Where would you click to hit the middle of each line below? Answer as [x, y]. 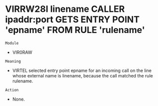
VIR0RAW [22, 52]
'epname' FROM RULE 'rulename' [75, 30]
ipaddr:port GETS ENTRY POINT [73, 19]
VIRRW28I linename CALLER [65, 9]
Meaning [13, 61]
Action [12, 90]
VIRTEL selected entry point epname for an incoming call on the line [82, 71]
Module [12, 43]
